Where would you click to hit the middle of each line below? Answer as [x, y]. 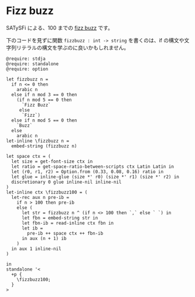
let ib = [32, 228]
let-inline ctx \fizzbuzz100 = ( [47, 192]
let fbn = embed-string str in [60, 218]
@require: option [27, 69]
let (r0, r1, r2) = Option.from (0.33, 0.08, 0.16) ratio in [88, 171]
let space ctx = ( [28, 156]
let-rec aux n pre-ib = [40, 197]
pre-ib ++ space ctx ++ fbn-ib [65, 233]
